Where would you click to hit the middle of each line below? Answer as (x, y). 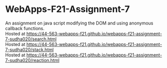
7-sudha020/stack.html (30, 49)
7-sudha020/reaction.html (32, 60)
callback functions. (25, 28)
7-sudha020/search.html (31, 39)
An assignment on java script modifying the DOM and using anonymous (79, 23)
